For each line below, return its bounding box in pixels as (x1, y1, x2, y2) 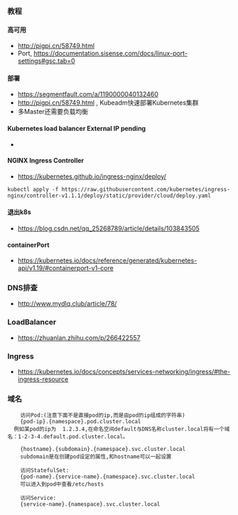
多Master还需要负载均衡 (17, 107, 89, 116)
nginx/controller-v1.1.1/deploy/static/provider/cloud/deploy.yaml (7, 192, 212, 199)
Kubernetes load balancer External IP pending (7, 124, 146, 132)
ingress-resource (17, 375, 69, 383)
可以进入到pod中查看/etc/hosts (20, 481, 104, 488)
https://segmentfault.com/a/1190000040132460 (17, 90, 158, 99)
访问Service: (20, 494, 57, 502)
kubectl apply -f (7, 186, 59, 193)
